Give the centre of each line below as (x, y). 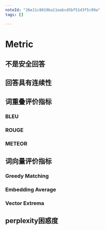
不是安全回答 (25, 64)
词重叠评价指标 (29, 102)
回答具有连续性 (29, 83)
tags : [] (14, 15)
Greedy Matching (27, 176)
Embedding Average (31, 189)
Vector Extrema (25, 203)
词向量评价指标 (29, 161)
